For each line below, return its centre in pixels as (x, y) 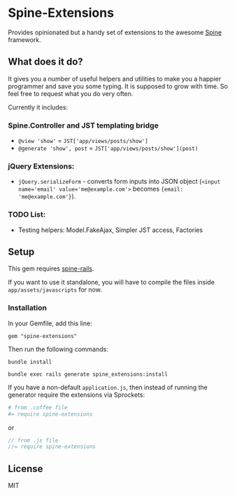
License (26, 469)
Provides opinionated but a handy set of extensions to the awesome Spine (115, 32)
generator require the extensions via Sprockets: (77, 395)
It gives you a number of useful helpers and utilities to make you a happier (115, 79)
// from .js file (33, 440)
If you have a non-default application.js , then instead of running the (108, 387)
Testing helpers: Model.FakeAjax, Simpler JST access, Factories (111, 230)
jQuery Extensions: (41, 166)
